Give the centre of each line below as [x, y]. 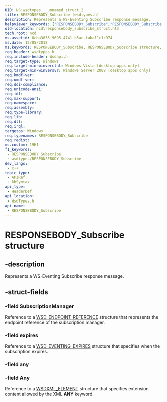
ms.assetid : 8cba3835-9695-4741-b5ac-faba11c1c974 [59, 38]
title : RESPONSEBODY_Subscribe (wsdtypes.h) [52, 15]
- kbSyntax [18, 182]
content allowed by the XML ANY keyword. [49, 394]
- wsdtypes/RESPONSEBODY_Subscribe [44, 159]
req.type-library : [24, 113]
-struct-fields [27, 292]
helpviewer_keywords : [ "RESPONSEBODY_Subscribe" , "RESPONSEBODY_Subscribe [84, 24]
